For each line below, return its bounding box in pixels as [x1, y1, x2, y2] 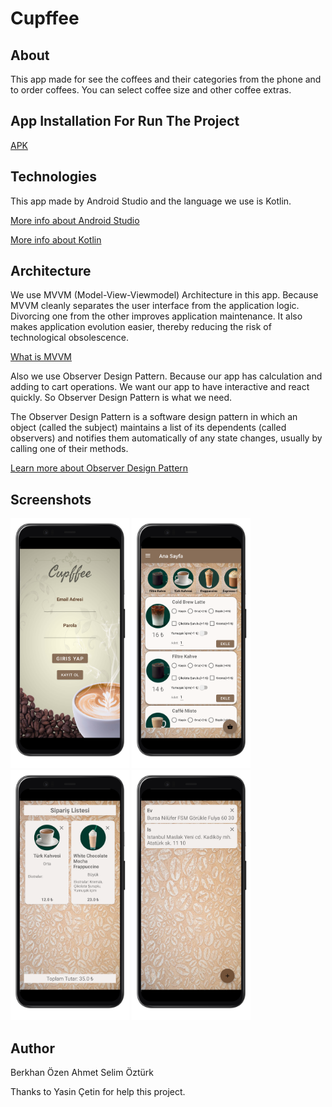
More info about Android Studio [10, 214, 140, 226]
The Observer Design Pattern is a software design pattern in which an [10, 411, 298, 423]
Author [10, 1040, 55, 1057]
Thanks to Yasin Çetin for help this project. [10, 1086, 186, 1098]
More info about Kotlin [10, 233, 102, 246]
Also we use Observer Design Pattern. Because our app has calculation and [10, 370, 323, 382]
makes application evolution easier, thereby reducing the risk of [10, 321, 272, 333]
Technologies [10, 168, 98, 186]
